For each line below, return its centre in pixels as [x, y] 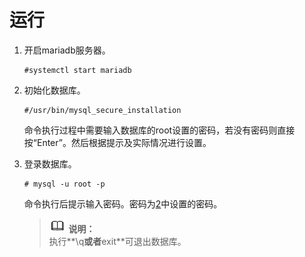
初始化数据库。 [54, 90]
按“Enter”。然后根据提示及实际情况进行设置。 [117, 142]
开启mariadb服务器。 [67, 50]
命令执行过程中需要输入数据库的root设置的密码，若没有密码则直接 [159, 130]
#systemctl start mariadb [77, 70]
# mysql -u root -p [64, 184]
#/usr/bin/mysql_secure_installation [102, 110]
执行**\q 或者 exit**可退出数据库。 [117, 241]
